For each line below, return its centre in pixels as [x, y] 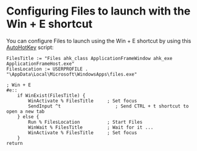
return [15, 143]
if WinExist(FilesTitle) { [51, 95]
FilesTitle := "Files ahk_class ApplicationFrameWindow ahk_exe [89, 58]
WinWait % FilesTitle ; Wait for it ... [91, 127]
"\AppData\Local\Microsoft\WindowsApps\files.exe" [72, 74]
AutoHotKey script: [30, 47]
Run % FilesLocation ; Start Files [85, 122]
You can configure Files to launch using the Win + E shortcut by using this [99, 41]
